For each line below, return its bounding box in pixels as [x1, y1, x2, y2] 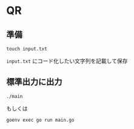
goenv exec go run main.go [6, 117, 75, 123]
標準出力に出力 [6, 77, 62, 87]
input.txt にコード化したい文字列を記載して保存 [6, 57, 128, 64]
